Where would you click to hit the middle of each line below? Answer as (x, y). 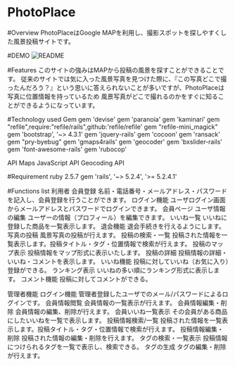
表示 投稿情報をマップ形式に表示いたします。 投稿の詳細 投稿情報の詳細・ (120, 252)
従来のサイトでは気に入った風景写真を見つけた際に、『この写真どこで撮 (124, 79)
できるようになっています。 (59, 105)
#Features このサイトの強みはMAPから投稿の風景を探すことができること (113, 70)
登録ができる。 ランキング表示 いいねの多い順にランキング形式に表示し (110, 270)
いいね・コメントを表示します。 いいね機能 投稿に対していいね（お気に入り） (118, 261)
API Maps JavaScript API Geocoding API (66, 163)
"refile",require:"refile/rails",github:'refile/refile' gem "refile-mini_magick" (113, 127)
